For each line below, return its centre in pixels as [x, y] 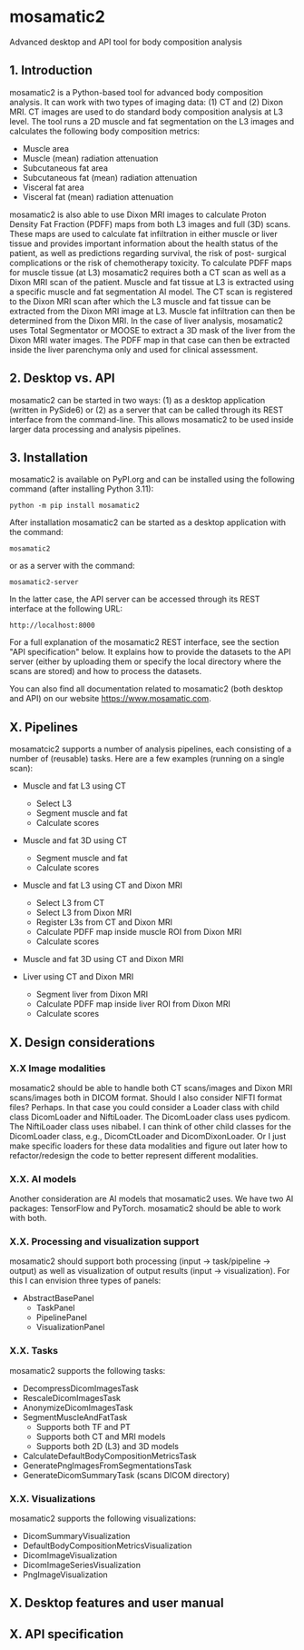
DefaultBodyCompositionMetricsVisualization [107, 1546]
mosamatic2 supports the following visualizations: [103, 1518]
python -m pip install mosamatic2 [75, 506]
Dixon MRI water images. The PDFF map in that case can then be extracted [150, 340]
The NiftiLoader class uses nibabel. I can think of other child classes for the [151, 1126]
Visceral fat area [53, 187]
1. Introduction [51, 70]
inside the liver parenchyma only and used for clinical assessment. [134, 349]
